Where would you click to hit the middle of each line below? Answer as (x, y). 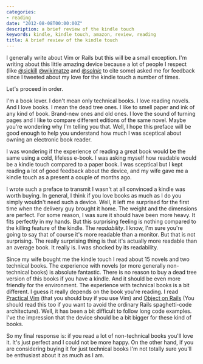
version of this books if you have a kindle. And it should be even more (94, 279)
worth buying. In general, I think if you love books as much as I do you (94, 195)
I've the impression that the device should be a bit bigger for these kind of (99, 317)
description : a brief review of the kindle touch (71, 29)
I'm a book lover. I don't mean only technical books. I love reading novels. (98, 101)
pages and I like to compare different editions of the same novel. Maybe (96, 120)
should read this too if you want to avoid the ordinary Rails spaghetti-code (99, 305)
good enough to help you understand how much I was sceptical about (94, 133)
